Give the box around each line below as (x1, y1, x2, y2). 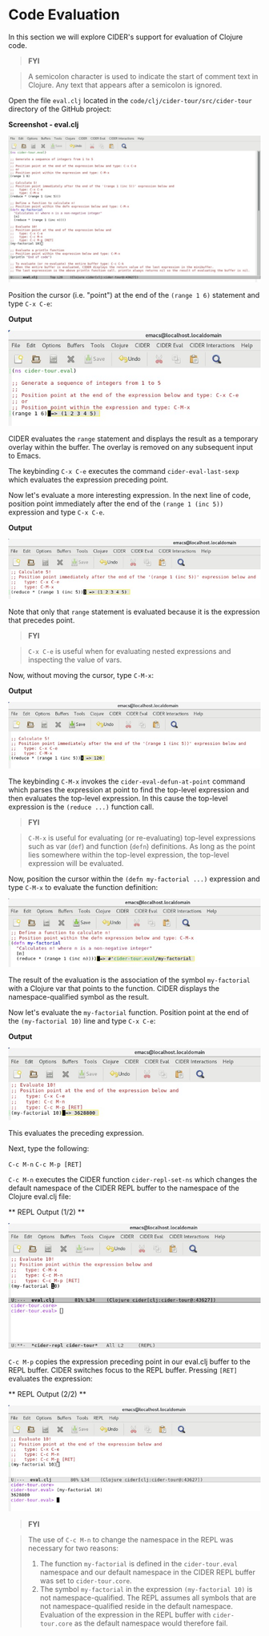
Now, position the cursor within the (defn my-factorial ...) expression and (8, 874, 260, 884)
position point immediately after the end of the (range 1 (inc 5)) (8, 499, 224, 508)
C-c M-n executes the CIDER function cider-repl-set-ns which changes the (8, 1175, 258, 1185)
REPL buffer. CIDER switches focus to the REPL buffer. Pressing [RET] (8, 1365, 238, 1375)
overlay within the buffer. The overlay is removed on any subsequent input (8, 442, 254, 451)
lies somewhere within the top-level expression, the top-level (27, 850, 230, 860)
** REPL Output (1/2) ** (8, 1207, 86, 1217)
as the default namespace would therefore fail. (74, 1618, 228, 1628)
